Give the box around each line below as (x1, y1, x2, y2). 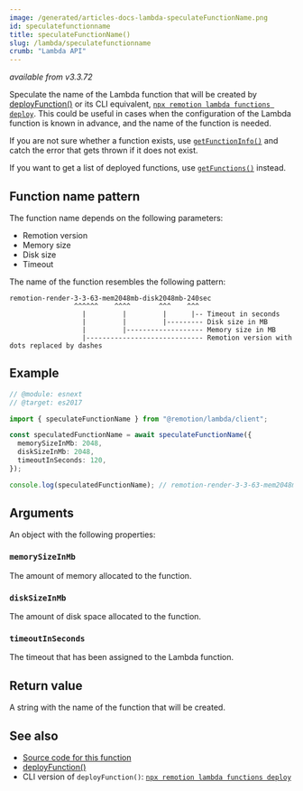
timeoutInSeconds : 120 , (17, 456, 106, 465)
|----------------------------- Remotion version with (81, 333, 293, 342)
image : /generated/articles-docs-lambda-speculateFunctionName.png (9, 13, 269, 23)
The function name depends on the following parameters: (9, 212, 224, 223)
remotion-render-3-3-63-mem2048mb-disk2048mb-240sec (9, 293, 212, 302)
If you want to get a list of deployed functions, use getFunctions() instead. (9, 163, 287, 173)
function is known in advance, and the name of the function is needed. (9, 118, 272, 129)
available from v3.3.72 (9, 71, 93, 82)
